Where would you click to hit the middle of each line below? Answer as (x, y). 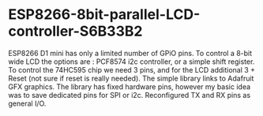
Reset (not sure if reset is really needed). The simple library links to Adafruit (131, 78)
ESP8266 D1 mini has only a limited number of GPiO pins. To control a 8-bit (130, 53)
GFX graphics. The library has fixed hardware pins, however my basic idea (130, 86)
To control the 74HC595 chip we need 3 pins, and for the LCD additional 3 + (131, 69)
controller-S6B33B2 (75, 31)
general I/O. (27, 103)
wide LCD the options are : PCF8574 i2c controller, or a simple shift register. (131, 62)
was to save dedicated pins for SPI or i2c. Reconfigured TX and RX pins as (130, 95)
